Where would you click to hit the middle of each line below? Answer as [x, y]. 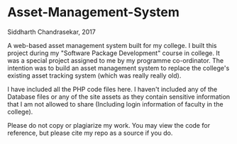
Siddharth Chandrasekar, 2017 [51, 32]
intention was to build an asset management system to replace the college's [118, 68]
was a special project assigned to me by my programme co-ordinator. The [116, 60]
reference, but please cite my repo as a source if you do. [90, 133]
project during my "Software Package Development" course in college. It [114, 53]
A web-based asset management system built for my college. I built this [112, 45]
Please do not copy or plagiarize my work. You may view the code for [109, 125]
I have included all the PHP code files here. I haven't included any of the [112, 89]
